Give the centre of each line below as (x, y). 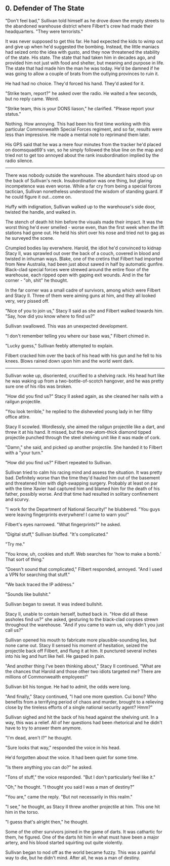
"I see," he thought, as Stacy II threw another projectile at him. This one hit (83, 807)
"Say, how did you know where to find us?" (50, 316)
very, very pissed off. (27, 301)
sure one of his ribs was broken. (39, 386)
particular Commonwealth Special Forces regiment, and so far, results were (84, 129)
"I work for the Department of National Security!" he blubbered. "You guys (83, 509)
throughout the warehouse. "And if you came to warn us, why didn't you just (85, 625)
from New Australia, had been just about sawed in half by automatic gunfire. (84, 264)
